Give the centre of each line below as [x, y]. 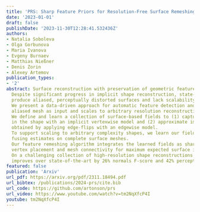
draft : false [22, 23]
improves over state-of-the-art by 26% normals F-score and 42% [93, 161]
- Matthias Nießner [30, 61]
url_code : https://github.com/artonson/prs [61, 188]
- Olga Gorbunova [28, 45]
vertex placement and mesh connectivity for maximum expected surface [101, 150]
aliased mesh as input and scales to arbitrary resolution [86, 111]
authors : [17, 34]
